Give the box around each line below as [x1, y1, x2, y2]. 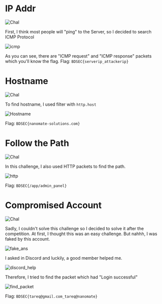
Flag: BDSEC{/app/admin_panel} [5, 182, 67, 188]
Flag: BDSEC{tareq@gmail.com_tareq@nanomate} [5, 293, 98, 299]
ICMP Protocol [5, 34, 34, 40]
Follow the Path [5, 138, 70, 149]
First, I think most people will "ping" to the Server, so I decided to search [5, 29, 152, 34]
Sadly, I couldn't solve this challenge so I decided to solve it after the [5, 225, 144, 231]
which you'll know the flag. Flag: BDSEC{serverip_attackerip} [5, 58, 129, 64]
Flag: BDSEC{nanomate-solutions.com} [5, 120, 80, 126]
